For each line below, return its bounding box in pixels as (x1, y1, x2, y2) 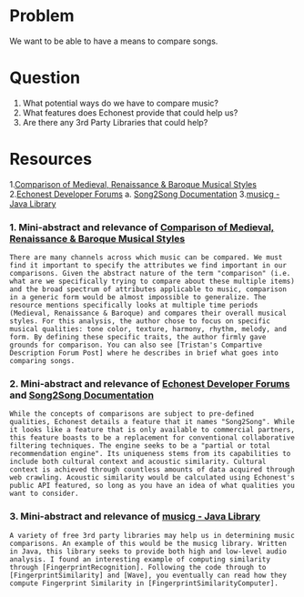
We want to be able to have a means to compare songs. (9, 35, 218, 46)
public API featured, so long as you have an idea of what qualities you (9, 481, 296, 491)
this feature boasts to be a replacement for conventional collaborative (9, 433, 296, 442)
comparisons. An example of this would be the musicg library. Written (9, 539, 287, 548)
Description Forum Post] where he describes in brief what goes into (9, 349, 279, 358)
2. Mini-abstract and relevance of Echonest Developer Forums (9, 378, 290, 390)
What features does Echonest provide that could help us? (22, 106, 238, 118)
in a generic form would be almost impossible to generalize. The (9, 293, 267, 302)
